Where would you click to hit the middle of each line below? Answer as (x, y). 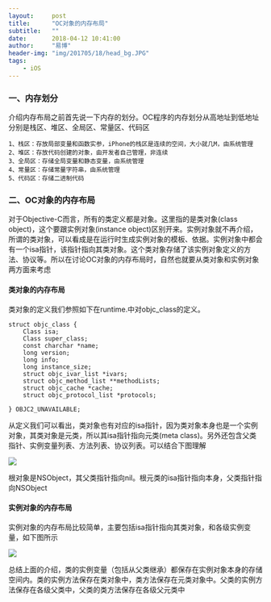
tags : (17, 61)
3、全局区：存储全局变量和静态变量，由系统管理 (76, 161)
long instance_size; (57, 367)
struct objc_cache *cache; (68, 388)
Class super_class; (56, 339)
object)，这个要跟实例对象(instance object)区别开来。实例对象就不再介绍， (133, 229)
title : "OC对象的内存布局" (58, 23)
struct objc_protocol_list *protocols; (90, 395)
